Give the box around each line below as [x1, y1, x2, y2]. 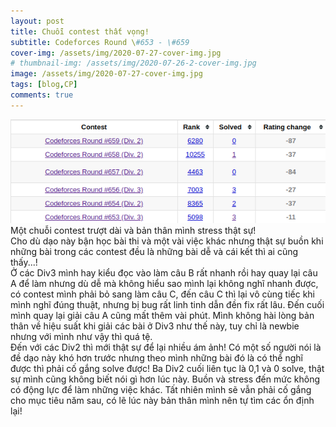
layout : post [10, 16, 65, 26]
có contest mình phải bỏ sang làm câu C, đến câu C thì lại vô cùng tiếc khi [10, 288, 316, 300]
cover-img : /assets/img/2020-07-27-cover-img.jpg [10, 48, 222, 58]
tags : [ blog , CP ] [10, 80, 78, 90]
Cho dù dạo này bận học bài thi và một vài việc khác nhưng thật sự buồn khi [10, 235, 324, 247]
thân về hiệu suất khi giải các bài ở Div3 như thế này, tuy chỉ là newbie [10, 320, 300, 332]
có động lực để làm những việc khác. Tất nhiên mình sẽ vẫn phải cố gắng [10, 384, 312, 396]
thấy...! [10, 256, 38, 269]
